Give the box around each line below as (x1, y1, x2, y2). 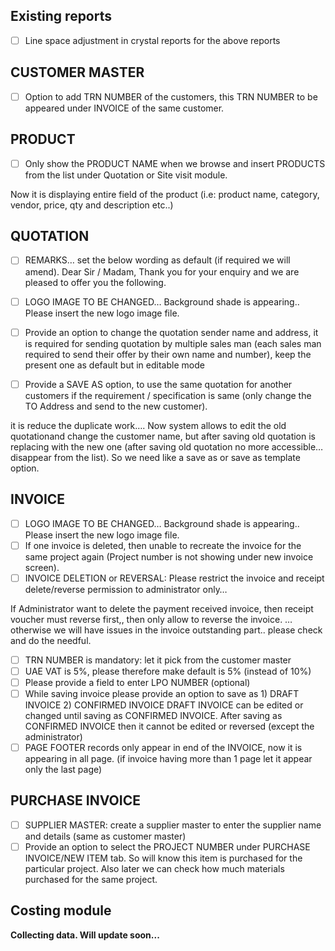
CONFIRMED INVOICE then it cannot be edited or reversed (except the (24, 720, 315, 732)
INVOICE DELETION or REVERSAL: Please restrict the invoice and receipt (24, 572, 325, 584)
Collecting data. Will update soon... (10, 929, 160, 941)
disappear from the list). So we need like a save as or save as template (10, 451, 301, 463)
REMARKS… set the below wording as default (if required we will (24, 254, 291, 266)
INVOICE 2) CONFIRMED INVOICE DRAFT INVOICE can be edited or (24, 699, 304, 711)
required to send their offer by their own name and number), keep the (24, 348, 312, 360)
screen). (24, 561, 60, 573)
